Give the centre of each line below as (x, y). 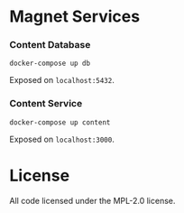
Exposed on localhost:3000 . (62, 139)
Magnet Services (75, 17)
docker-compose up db (50, 64)
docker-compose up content (60, 122)
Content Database (50, 45)
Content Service (46, 104)
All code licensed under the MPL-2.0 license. (92, 200)
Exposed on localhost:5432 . (62, 80)
